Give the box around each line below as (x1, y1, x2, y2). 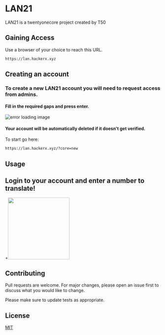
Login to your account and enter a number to (5, 176, 145, 185)
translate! (5, 184, 35, 193)
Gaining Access (5, 34, 55, 42)
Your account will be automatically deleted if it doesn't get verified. (5, 126, 146, 131)
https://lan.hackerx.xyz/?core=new (5, 146, 78, 151)
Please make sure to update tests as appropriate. (5, 297, 105, 303)
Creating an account (5, 70, 69, 79)
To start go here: (5, 136, 39, 142)
